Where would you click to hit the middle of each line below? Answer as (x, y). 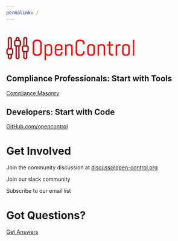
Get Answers (22, 232)
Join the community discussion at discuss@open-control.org (82, 167)
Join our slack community (38, 179)
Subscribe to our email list (39, 191)
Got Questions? (46, 215)
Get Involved (39, 151)
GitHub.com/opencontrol (37, 127)
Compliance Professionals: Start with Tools (89, 79)
